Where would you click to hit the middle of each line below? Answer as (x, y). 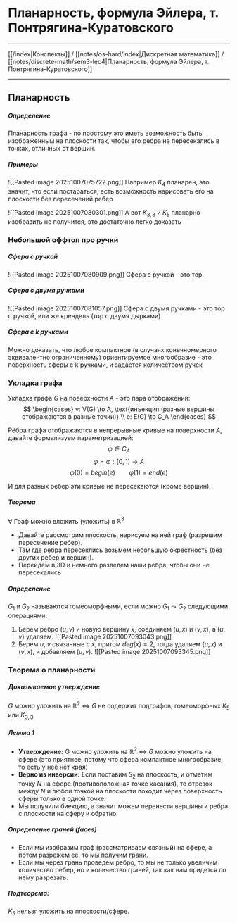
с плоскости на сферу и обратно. (68, 813)
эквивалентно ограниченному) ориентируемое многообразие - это (110, 357)
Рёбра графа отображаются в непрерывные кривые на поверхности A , (115, 430)
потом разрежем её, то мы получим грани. (83, 855)
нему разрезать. (43, 877)
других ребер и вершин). (56, 558)
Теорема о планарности (52, 670)
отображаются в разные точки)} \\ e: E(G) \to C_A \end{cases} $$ (119, 416)
